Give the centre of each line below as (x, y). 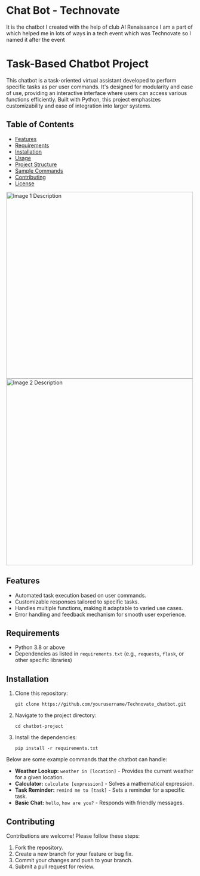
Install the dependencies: (46, 737)
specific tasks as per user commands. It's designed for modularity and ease (100, 87)
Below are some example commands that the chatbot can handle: (87, 759)
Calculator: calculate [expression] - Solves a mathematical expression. (104, 784)
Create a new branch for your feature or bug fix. (74, 854)
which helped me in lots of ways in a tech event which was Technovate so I (99, 33)
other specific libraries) (44, 660)
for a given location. (39, 777)
